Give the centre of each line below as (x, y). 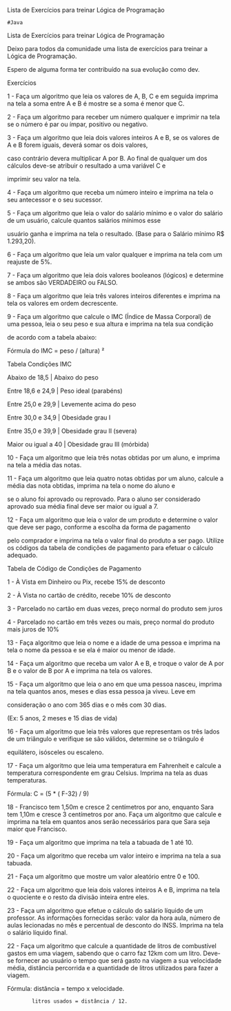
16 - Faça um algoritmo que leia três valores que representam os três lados (113, 732)
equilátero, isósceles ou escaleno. (56, 752)
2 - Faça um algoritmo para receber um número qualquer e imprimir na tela (114, 117)
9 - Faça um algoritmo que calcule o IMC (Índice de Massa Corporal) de (109, 316)
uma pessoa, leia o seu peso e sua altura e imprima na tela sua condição (110, 324)
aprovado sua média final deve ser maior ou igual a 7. (83, 506)
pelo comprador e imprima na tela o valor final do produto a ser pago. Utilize (115, 540)
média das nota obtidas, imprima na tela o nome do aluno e (91, 485)
